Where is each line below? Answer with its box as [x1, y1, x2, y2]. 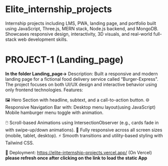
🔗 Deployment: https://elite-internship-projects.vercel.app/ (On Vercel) [5, 149, 152, 155]
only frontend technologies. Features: [5, 87, 83, 93]
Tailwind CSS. [5, 140, 34, 146]
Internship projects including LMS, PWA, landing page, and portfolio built [5, 20, 156, 26]
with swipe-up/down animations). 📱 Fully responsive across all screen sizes [5, 127, 162, 133]
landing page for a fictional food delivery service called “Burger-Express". [5, 76, 159, 82]
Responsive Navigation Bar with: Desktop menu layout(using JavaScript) [5, 104, 156, 110]
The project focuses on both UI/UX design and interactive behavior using [5, 81, 157, 87]
